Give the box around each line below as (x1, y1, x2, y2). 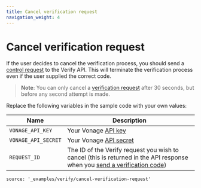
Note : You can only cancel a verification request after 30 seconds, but (20, 84, 194, 92)
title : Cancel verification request (6, 8, 98, 15)
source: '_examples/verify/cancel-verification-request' (6, 176, 151, 183)
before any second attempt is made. (20, 90, 111, 98)
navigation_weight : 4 (6, 14, 60, 20)
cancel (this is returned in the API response (67, 153, 188, 162)
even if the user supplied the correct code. (6, 72, 112, 80)
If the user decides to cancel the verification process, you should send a (6, 60, 184, 67)
